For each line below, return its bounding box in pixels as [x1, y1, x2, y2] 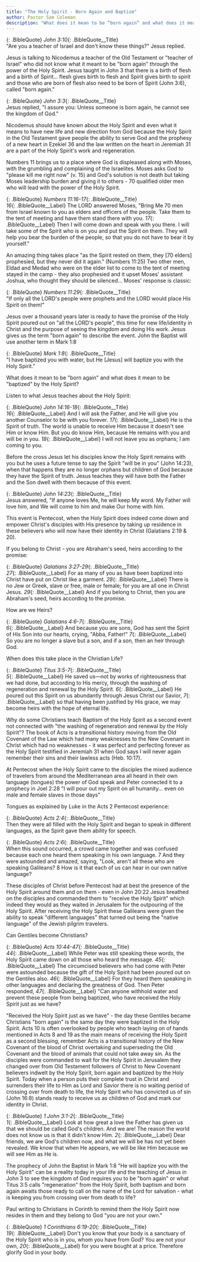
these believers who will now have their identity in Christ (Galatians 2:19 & [6, 527, 187, 535]
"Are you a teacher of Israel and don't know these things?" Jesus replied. [6, 42, 186, 50]
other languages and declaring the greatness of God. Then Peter [6, 981, 165, 989]
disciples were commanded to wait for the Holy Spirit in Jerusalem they [6, 1056, 182, 1064]
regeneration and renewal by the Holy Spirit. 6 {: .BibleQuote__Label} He [6, 685, 182, 693]
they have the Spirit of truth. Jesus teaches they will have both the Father [6, 473, 186, 480]
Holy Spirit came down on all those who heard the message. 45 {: [6, 956, 165, 963]
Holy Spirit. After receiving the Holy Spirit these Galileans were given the [6, 908, 184, 915]
